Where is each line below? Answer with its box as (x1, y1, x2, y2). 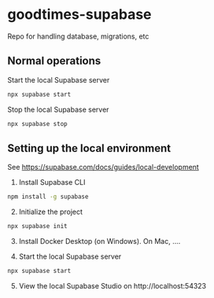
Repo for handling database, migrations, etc (7, 31, 149, 41)
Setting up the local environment (7, 142, 171, 155)
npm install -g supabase (7, 193, 89, 201)
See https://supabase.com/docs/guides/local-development (7, 163, 200, 172)
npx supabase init (7, 223, 68, 230)
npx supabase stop (7, 120, 68, 127)
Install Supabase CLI (18, 178, 86, 187)
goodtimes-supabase (7, 6, 152, 24)
